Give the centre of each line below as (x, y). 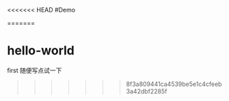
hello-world (41, 51)
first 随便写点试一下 (35, 70)
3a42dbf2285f (147, 91)
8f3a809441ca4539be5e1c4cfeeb (174, 84)
